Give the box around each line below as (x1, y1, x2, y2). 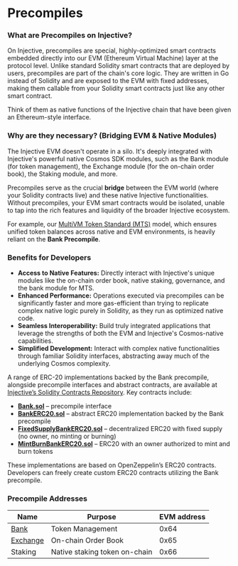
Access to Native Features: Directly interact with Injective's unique (17, 268, 215, 278)
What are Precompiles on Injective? (7, 31, 133, 40)
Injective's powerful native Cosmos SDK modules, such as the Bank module (7, 154, 229, 163)
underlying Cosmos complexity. (17, 359, 111, 368)
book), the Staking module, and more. (7, 169, 119, 178)
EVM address (159, 512, 206, 522)
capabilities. (17, 337, 53, 345)
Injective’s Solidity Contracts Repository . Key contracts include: (7, 388, 193, 397)
